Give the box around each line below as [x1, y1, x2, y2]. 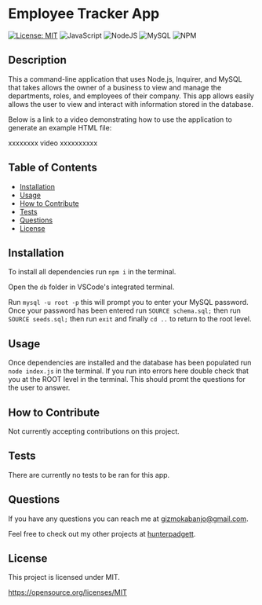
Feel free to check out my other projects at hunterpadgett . [8, 529, 196, 538]
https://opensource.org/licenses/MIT [8, 588, 127, 597]
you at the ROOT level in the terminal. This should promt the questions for [8, 375, 246, 384]
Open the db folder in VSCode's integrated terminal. [8, 282, 175, 291]
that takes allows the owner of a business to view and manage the [8, 82, 222, 92]
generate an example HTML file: [8, 123, 112, 132]
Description [8, 53, 67, 67]
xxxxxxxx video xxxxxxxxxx [8, 138, 98, 148]
